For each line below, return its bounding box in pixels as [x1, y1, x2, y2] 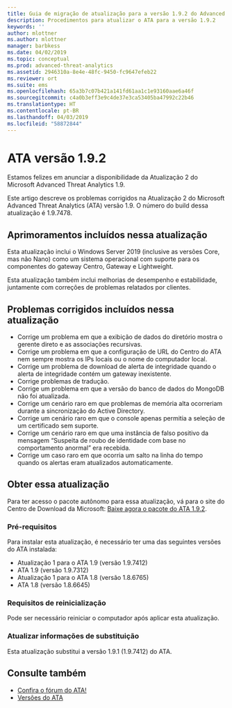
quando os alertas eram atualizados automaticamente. [17, 459, 174, 467]
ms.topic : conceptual [7, 56, 70, 63]
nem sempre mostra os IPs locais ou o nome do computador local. [17, 355, 208, 363]
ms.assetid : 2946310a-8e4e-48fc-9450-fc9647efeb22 [7, 68, 157, 75]
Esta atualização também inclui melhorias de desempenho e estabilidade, [7, 276, 217, 284]
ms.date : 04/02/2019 [7, 49, 67, 56]
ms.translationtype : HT [7, 101, 76, 108]
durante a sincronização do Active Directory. [17, 407, 145, 415]
